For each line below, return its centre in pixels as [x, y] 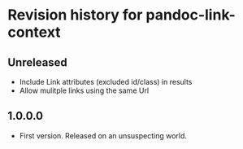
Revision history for [75, 15]
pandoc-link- [191, 15]
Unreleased [38, 62]
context [35, 32]
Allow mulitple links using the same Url [84, 90]
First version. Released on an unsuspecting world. [103, 135]
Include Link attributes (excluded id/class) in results [106, 82]
